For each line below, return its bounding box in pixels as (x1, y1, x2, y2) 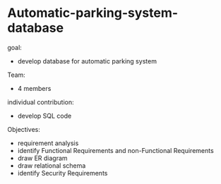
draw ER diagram (17, 154, 68, 162)
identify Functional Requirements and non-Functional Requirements (17, 146, 214, 154)
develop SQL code (17, 111, 72, 120)
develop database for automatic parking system (17, 56, 157, 65)
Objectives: (7, 125, 40, 133)
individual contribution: (7, 97, 74, 106)
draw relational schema (17, 161, 86, 170)
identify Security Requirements (17, 168, 108, 177)
